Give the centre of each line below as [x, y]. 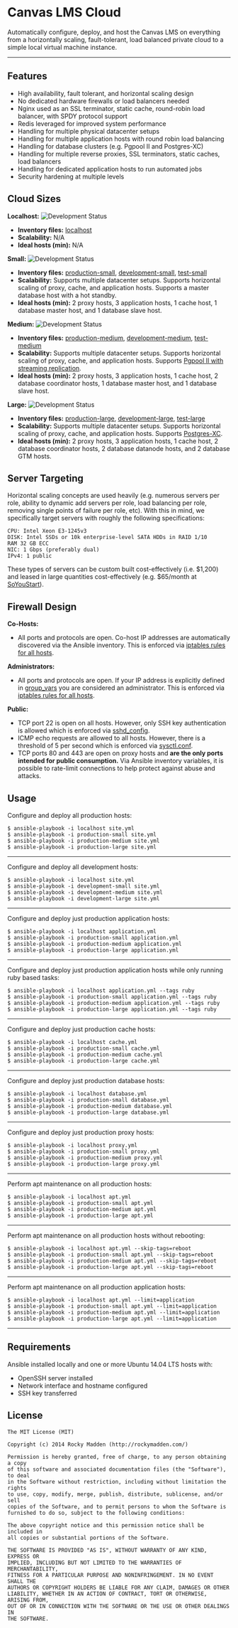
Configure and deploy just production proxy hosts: [81, 1132]
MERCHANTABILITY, [33, 1569]
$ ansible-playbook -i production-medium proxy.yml [85, 1158]
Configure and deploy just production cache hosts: [81, 1029]
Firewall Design [42, 606]
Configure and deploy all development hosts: [73, 867]
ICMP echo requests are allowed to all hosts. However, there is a [111, 738]
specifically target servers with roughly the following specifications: [106, 518]
